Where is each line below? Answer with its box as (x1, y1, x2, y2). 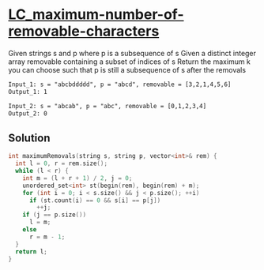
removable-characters (8, 22, 160, 40)
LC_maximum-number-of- (8, 6, 184, 24)
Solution (8, 131, 51, 144)
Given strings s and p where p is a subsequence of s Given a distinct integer (8, 48, 257, 58)
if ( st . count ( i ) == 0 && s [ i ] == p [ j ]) (28, 196, 161, 204)
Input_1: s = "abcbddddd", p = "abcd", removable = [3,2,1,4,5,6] (8, 81, 232, 88)
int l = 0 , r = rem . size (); (15, 159, 108, 167)
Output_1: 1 (8, 88, 47, 96)
